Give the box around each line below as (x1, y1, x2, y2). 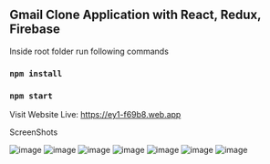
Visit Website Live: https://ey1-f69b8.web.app (9, 109, 182, 120)
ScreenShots (9, 127, 58, 138)
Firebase (9, 22, 61, 37)
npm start (9, 90, 53, 101)
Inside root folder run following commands (9, 46, 169, 56)
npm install (9, 68, 63, 78)
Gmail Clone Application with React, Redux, (9, 7, 262, 23)
